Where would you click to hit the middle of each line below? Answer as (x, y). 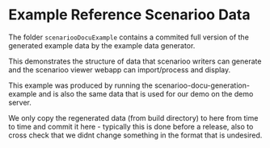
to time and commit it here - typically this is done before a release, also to (131, 126)
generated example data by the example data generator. (102, 45)
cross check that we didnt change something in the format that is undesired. (135, 135)
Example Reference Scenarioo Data (129, 15)
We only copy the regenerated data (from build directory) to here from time (133, 117)
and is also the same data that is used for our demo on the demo (146, 93)
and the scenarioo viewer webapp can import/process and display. (120, 69)
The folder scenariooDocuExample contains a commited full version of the (129, 37)
